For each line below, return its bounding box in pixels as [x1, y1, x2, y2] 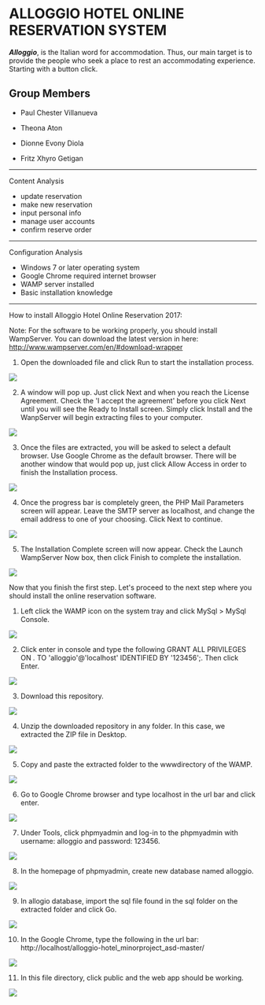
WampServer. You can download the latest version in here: [9, 333, 199, 343]
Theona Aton [20, 123, 63, 132]
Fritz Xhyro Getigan [20, 153, 83, 163]
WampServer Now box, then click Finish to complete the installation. [20, 552, 242, 562]
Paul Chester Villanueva [20, 108, 98, 117]
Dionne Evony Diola [20, 138, 84, 148]
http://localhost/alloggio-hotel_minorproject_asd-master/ [20, 943, 205, 952]
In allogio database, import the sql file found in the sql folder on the [20, 896, 238, 905]
